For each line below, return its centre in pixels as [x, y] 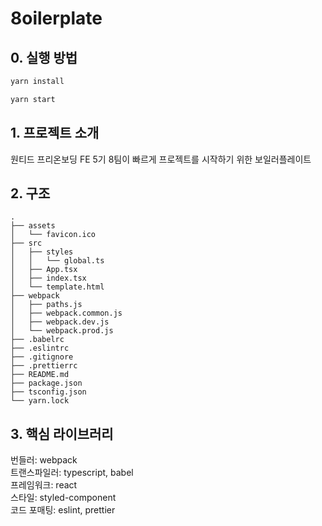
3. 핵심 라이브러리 [62, 433]
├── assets [33, 226]
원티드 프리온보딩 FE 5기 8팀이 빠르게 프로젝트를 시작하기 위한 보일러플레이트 [161, 159]
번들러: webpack [44, 460]
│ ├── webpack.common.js [66, 313]
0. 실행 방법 [44, 57]
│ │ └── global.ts [57, 261]
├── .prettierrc [44, 366]
